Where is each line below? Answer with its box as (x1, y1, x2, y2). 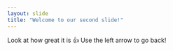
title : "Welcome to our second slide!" (7, 17, 124, 23)
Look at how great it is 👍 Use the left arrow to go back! (7, 36, 167, 44)
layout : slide (7, 10, 49, 17)
